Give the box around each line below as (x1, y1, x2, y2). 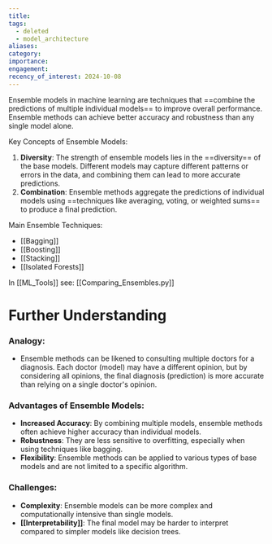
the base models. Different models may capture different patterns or (19, 160, 249, 171)
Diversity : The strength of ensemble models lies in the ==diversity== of (19, 152, 261, 162)
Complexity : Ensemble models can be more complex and (19, 500, 214, 510)
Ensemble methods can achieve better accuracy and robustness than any (8, 112, 255, 122)
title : (8, 11, 31, 20)
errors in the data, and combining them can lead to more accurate (19, 169, 241, 179)
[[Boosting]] (19, 244, 61, 254)
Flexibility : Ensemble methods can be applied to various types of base (19, 453, 257, 463)
